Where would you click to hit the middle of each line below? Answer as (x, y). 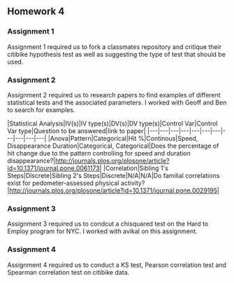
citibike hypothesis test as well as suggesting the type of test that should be (116, 54)
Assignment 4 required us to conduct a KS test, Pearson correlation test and (117, 265)
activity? (133, 183)
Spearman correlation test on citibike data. (68, 272)
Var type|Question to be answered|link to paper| (76, 131)
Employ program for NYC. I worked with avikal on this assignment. (102, 231)
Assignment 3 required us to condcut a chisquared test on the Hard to (108, 224)
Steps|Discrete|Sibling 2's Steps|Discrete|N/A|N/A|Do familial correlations (114, 175)
